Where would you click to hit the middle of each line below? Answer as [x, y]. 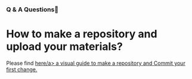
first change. [22, 69]
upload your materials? [65, 47]
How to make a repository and [82, 34]
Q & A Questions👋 [32, 10]
